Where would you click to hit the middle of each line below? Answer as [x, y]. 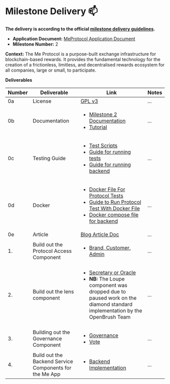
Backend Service [53, 361]
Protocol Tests [106, 196]
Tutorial [98, 127]
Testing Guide [49, 158]
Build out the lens [53, 292]
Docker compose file [114, 214]
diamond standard [111, 304]
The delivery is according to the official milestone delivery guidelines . [80, 29]
